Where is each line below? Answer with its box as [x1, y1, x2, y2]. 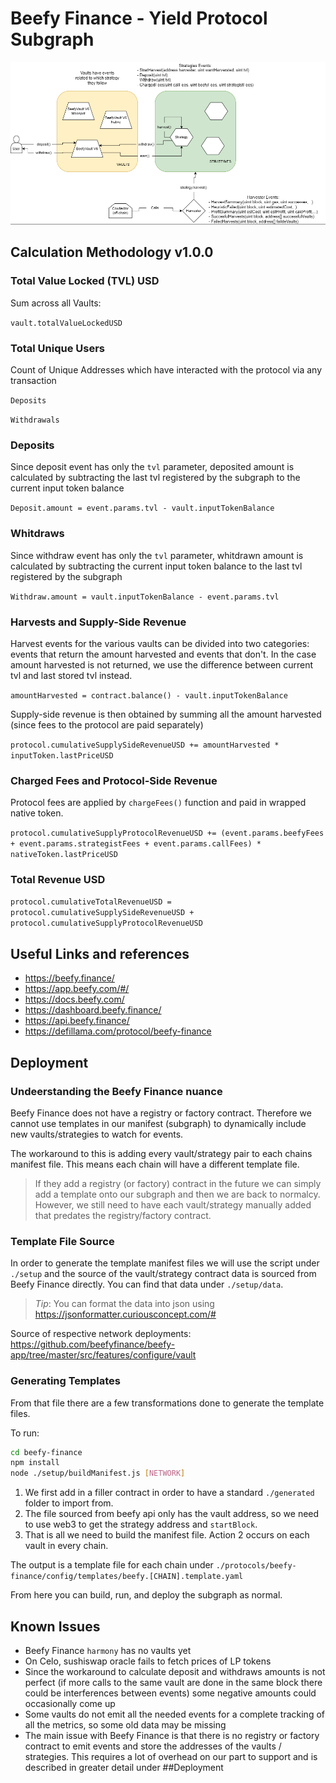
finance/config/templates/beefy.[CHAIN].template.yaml [10, 1572, 244, 1582]
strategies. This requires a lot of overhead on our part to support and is [24, 1751, 318, 1762]
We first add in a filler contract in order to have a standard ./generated [24, 1487, 315, 1499]
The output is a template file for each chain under [10, 1559, 214, 1571]
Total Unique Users [10, 341, 105, 355]
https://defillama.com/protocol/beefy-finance [24, 1025, 212, 1037]
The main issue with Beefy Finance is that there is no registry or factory [24, 1730, 320, 1741]
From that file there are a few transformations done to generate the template [10, 1397, 325, 1409]
